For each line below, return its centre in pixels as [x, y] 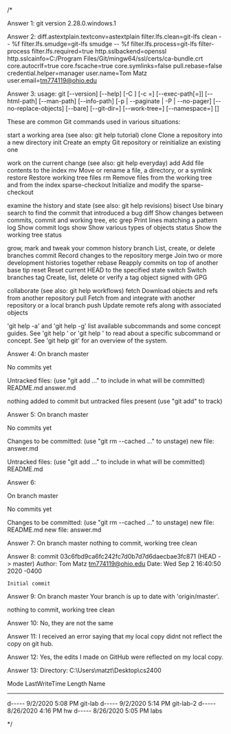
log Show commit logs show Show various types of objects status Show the [114, 227]
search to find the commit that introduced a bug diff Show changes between [115, 213]
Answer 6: [22, 482]
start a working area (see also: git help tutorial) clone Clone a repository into [115, 135]
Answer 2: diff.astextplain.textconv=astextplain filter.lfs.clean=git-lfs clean [112, 36]
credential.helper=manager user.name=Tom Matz [77, 73]
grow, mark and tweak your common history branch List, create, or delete [111, 248]
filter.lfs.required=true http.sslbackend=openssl [99, 51]
